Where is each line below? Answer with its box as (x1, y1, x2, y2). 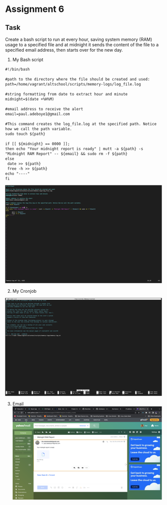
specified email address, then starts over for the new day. (5, 47, 123, 53)
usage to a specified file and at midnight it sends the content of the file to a (5, 42, 159, 48)
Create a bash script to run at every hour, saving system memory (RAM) (5, 36, 153, 42)
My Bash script (12, 57, 44, 63)
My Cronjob (12, 288, 37, 294)
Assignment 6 (5, 3, 65, 15)
